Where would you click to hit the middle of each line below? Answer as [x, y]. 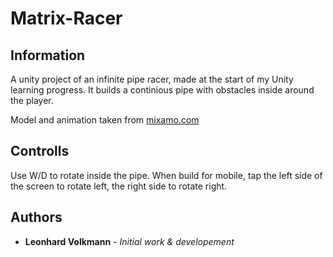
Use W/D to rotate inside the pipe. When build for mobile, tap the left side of [166, 175]
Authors [36, 217]
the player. [32, 100]
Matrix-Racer [66, 18]
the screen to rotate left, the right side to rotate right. [119, 186]
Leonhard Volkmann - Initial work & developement [129, 241]
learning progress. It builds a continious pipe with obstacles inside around [162, 90]
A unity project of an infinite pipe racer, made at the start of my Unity [152, 79]
